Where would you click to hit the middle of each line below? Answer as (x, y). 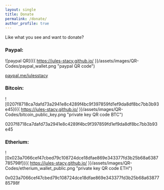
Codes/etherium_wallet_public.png (40, 168)
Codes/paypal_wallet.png (31, 66)
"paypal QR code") (76, 66)
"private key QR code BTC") (95, 114)
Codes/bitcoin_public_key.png (35, 114)
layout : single (21, 10)
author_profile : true (27, 23)
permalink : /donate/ (26, 19)
